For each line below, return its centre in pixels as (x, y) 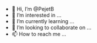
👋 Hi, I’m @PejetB (33, 9)
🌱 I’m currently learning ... (43, 21)
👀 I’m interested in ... (36, 15)
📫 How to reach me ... (39, 34)
